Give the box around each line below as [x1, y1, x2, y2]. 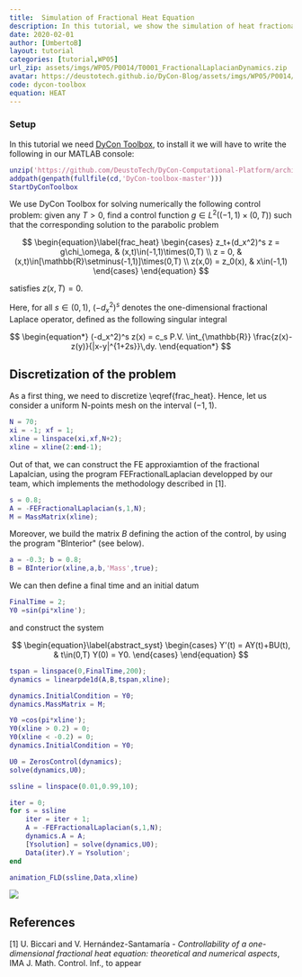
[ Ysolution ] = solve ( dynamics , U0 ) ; [25, 839, 159, 849]
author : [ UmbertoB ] [9, 38, 83, 48]
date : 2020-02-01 [9, 30, 75, 39]
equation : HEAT [9, 88, 67, 97]
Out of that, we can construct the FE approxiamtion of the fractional [9, 458, 260, 469]
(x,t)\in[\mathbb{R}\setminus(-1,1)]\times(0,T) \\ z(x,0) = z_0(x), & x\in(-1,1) [14, 256, 288, 267]
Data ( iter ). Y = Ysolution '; [25, 848, 130, 857]
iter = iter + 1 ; [25, 815, 91, 824]
